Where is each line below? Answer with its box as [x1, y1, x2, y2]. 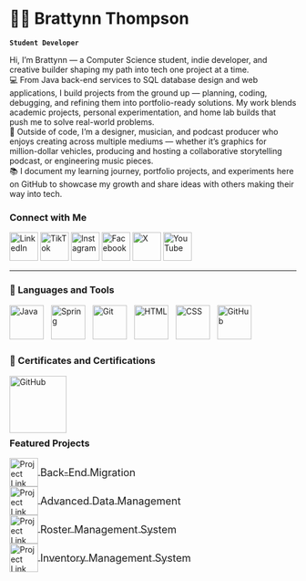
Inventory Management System [39, 551, 191, 565]
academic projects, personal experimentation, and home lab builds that [9, 107, 276, 118]
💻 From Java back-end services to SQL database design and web [9, 74, 259, 85]
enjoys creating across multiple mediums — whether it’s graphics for [9, 136, 267, 147]
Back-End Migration [39, 465, 137, 479]
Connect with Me [9, 211, 87, 223]
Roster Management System [39, 523, 178, 536]
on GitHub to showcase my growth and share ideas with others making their [9, 178, 294, 190]
